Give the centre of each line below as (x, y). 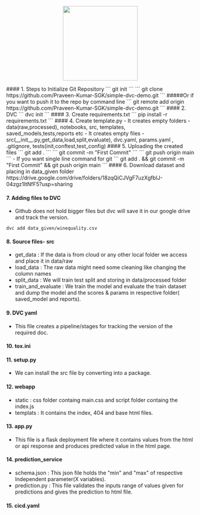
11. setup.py (21, 360)
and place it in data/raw (44, 261)
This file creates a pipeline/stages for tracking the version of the (94, 326)
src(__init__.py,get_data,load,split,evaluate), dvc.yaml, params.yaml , (90, 140)
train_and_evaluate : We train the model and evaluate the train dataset (101, 286)
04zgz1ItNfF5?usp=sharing (40, 184)
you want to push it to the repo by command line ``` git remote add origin (95, 102)
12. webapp (21, 387)
